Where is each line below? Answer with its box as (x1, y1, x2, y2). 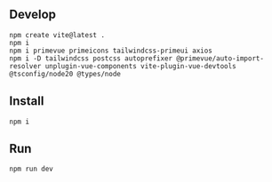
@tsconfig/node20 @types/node (9, 69, 122, 78)
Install (9, 93, 44, 109)
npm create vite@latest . (9, 30, 105, 39)
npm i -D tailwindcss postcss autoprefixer (9, 53, 173, 63)
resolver (9, 61, 42, 70)
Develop (9, 7, 56, 22)
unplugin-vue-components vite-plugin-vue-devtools (44, 61, 237, 70)
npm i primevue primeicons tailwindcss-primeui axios (9, 46, 213, 55)
